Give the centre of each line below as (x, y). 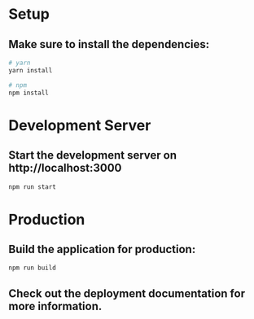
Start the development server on (93, 155)
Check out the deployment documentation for (127, 293)
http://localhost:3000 (65, 168)
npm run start (33, 187)
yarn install (31, 70)
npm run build (33, 268)
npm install (28, 93)
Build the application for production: (102, 249)
